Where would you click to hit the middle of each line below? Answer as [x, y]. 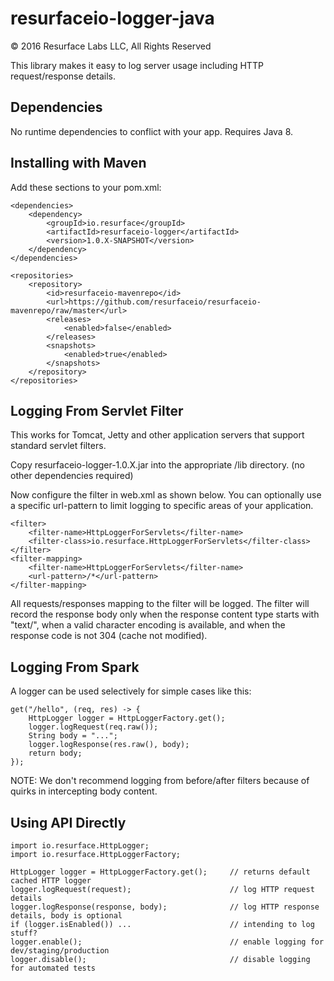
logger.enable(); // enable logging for [167, 942]
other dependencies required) [72, 476]
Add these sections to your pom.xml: [86, 187]
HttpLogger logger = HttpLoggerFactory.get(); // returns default [160, 872]
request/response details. [63, 76]
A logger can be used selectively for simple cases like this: [131, 691]
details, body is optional [66, 916]
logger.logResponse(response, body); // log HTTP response [165, 907]
